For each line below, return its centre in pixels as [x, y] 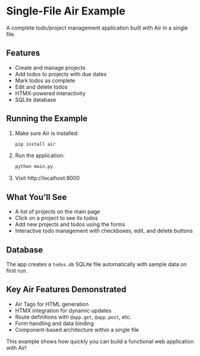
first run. [17, 270]
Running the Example [47, 119]
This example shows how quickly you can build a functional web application [100, 341]
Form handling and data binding [54, 323]
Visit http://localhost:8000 [47, 178]
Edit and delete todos [41, 87]
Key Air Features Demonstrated [66, 289]
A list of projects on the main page [57, 211]
